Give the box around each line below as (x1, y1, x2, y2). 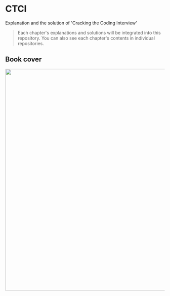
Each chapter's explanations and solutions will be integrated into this (17, 29, 161, 35)
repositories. (17, 40, 44, 46)
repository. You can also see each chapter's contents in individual (17, 35, 155, 41)
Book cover (5, 55, 42, 64)
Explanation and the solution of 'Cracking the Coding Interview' (5, 20, 138, 26)
